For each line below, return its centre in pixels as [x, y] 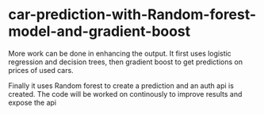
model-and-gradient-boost [99, 31]
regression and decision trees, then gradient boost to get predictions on [126, 62]
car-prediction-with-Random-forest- [132, 15]
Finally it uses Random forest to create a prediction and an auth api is [121, 86]
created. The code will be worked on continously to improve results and [125, 94]
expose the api [33, 102]
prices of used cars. [41, 70]
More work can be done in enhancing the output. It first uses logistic [120, 53]
